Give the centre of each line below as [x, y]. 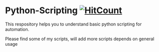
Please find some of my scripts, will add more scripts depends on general [80, 39]
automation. [17, 29]
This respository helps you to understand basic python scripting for [73, 24]
